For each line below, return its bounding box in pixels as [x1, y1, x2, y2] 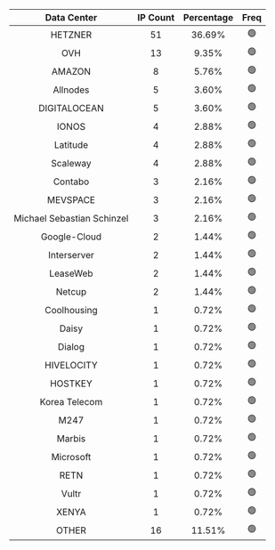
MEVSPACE [47, 193, 96, 206]
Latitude [53, 138, 89, 150]
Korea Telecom [39, 395, 103, 408]
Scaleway [50, 157, 92, 169]
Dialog [57, 340, 85, 352]
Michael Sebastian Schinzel [13, 212, 129, 224]
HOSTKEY [50, 377, 93, 390]
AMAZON [51, 65, 92, 77]
